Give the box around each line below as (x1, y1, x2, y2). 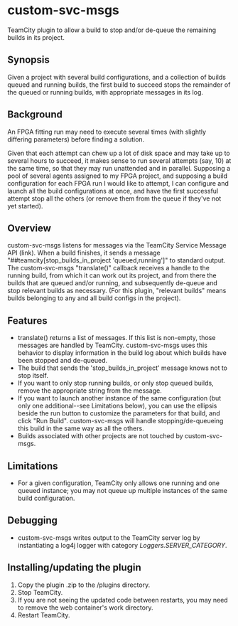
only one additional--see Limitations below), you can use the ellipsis (17, 401, 217, 410)
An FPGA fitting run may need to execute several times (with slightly (7, 127, 207, 136)
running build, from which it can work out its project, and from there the (7, 271, 217, 280)
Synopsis (7, 54, 50, 66)
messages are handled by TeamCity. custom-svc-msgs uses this (17, 341, 208, 350)
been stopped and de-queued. (17, 356, 108, 365)
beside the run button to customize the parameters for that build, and (17, 409, 220, 418)
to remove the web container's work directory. (17, 603, 153, 612)
